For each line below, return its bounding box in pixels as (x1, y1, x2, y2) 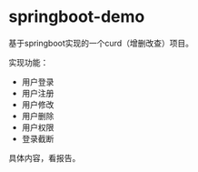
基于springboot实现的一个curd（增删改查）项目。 (8, 37, 194, 48)
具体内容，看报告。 (8, 152, 81, 163)
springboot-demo (8, 6, 145, 27)
